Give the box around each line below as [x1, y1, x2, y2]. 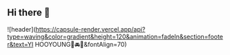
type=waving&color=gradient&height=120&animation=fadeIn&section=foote [7, 32, 223, 41]
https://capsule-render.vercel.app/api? [35, 25, 146, 33]
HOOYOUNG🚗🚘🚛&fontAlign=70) [35, 40, 127, 48]
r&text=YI [7, 40, 34, 48]
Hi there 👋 [7, 7, 50, 19]
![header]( [7, 25, 36, 33]
